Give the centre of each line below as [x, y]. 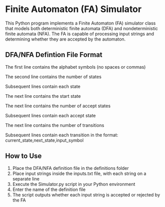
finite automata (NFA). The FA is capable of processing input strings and [80, 34]
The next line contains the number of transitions [55, 125]
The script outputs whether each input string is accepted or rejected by [86, 194]
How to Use [24, 156]
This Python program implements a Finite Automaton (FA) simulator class [80, 23]
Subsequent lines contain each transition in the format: [62, 135]
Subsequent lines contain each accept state [51, 115]
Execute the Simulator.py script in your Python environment [74, 184]
